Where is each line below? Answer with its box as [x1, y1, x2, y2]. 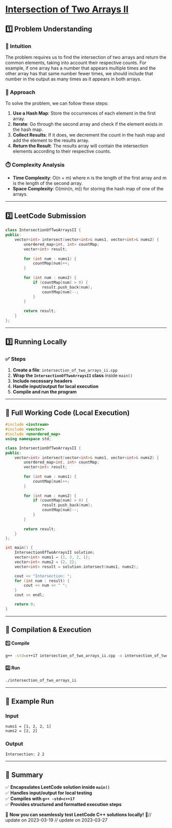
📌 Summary [5, 770, 44, 779]
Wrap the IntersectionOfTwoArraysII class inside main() [12, 373, 133, 379]
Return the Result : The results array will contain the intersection [12, 143, 148, 149]
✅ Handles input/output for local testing [5, 790, 92, 796]
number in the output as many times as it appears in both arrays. [5, 76, 142, 82]
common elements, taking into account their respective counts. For [5, 59, 147, 66]
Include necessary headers [12, 378, 73, 384]
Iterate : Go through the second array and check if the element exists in [12, 121, 163, 127]
